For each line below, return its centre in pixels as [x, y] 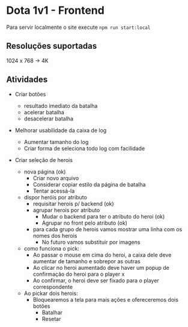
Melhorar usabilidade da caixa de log [61, 130]
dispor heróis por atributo [55, 197]
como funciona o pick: [52, 248]
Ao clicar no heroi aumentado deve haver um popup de [101, 267]
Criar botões [30, 94]
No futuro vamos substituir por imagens [91, 242]
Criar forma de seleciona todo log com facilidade [84, 148]
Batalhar [52, 312]
